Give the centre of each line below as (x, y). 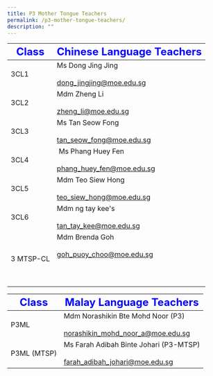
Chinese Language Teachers (129, 52)
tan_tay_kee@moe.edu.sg (98, 226)
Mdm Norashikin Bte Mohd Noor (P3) (124, 316)
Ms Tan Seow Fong (88, 123)
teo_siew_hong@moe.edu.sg (104, 197)
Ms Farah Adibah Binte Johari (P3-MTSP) (132, 345)
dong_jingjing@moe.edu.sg (101, 83)
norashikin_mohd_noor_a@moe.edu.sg (127, 334)
